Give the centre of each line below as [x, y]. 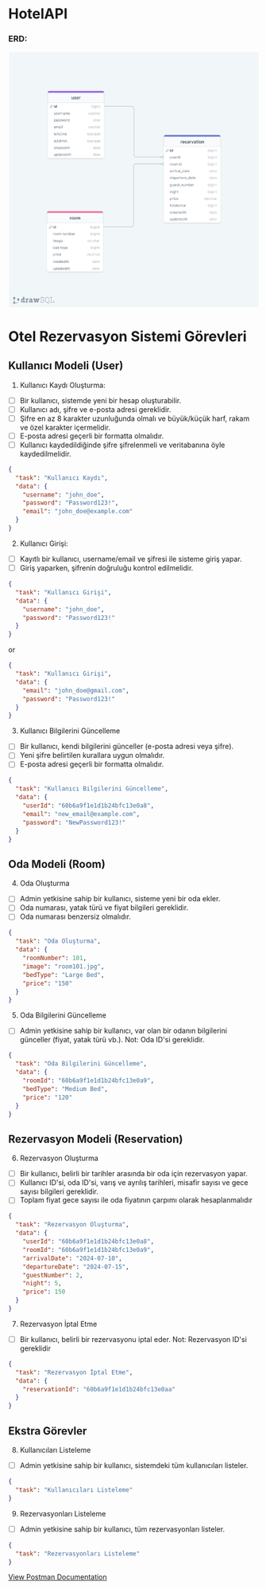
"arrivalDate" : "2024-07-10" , [73, 1258]
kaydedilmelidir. [45, 453]
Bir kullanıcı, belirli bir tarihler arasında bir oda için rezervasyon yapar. [133, 1174]
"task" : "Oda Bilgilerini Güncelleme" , [81, 1064]
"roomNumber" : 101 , [55, 958]
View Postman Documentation [58, 1577]
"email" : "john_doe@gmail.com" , [76, 690]
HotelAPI [38, 14]
